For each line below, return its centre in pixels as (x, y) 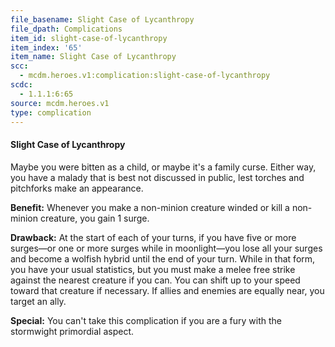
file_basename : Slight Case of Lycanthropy (102, 19)
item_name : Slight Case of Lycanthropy (93, 57)
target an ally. (38, 301)
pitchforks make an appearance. (77, 188)
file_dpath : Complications (66, 29)
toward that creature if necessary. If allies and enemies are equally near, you (167, 290)
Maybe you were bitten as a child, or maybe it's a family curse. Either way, (163, 167)
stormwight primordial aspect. (72, 331)
